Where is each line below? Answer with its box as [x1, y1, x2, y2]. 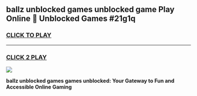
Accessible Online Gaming [6, 83, 72, 90]
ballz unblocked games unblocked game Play [6, 5, 175, 15]
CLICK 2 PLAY [6, 53, 47, 61]
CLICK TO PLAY [6, 31, 52, 40]
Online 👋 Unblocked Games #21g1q [6, 14, 136, 24]
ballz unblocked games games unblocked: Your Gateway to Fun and [6, 77, 175, 84]
